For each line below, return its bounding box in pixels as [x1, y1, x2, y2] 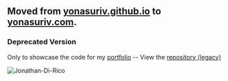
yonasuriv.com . [7, 17, 77, 28]
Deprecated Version [7, 37, 76, 47]
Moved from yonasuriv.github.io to [7, 6, 161, 17]
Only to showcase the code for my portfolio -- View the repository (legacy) [7, 53, 221, 61]
